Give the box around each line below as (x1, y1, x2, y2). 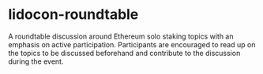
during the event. (8, 57, 64, 66)
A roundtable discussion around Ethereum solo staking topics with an (8, 31, 234, 41)
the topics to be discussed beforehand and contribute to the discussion (8, 48, 241, 57)
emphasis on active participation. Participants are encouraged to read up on (8, 39, 256, 49)
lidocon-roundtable (8, 6, 139, 24)
